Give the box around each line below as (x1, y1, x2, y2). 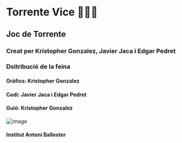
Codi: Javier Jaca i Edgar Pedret (6, 91, 87, 98)
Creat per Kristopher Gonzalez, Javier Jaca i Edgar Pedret (6, 47, 176, 55)
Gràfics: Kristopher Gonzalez (6, 77, 80, 85)
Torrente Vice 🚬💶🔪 (6, 5, 98, 19)
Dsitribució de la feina (6, 62, 71, 71)
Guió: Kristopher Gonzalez (6, 104, 73, 112)
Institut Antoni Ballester (6, 131, 66, 138)
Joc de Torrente (6, 29, 66, 39)
